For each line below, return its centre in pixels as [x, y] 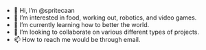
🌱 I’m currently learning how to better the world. [81, 25]
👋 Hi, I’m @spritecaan [44, 10]
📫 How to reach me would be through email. [77, 40]
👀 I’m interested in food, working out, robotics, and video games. [105, 18]
